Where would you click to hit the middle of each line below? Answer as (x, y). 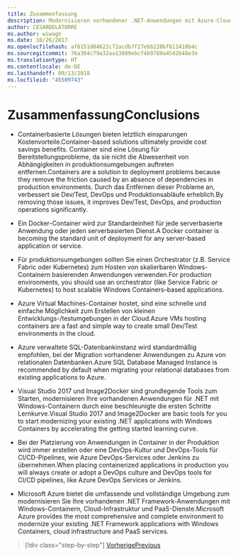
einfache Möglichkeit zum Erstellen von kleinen (86, 311)
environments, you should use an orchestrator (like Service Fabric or (118, 282)
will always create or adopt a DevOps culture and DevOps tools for (115, 472)
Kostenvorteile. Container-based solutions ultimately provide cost (112, 142)
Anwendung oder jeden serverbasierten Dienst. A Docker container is (118, 231)
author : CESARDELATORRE (42, 27)
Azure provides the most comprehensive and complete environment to (121, 516)
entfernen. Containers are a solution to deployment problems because (119, 172)
